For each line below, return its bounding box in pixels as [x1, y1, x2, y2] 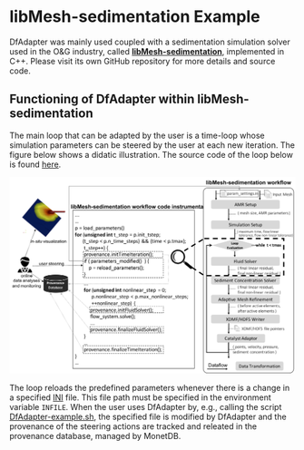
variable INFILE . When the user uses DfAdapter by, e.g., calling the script [9, 401, 282, 412]
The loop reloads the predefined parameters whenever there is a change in [9, 382, 290, 393]
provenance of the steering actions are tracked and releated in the [9, 420, 257, 432]
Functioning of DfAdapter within [9, 92, 195, 107]
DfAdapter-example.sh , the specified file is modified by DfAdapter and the [9, 411, 288, 422]
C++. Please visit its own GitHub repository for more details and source [9, 55, 276, 66]
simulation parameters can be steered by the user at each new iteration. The [9, 139, 295, 151]
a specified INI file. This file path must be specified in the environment [9, 392, 272, 403]
